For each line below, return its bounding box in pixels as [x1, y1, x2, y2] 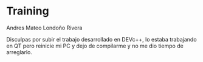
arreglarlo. [6, 48, 32, 55]
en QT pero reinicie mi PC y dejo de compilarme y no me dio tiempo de [6, 42, 184, 49]
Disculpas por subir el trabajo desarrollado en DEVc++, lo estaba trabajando [6, 36, 197, 43]
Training [6, 4, 50, 18]
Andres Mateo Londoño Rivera [6, 24, 83, 31]
